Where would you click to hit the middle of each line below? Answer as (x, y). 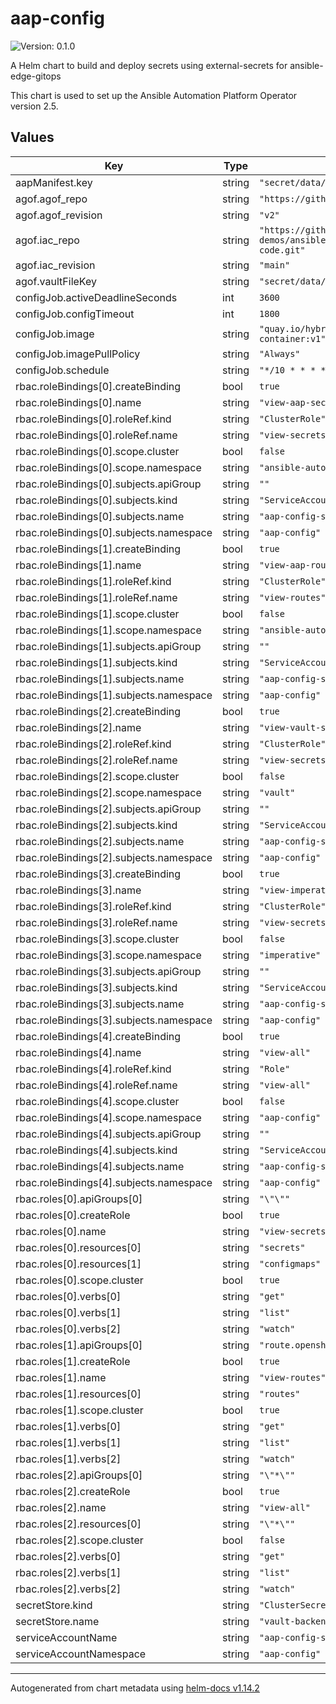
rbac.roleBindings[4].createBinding (98, 1036)
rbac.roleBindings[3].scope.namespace (108, 955)
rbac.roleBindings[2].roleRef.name (96, 760)
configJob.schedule (62, 370)
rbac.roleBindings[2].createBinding (98, 711)
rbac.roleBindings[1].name (78, 565)
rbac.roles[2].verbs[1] (68, 1572)
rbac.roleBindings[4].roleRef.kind (93, 1069)
